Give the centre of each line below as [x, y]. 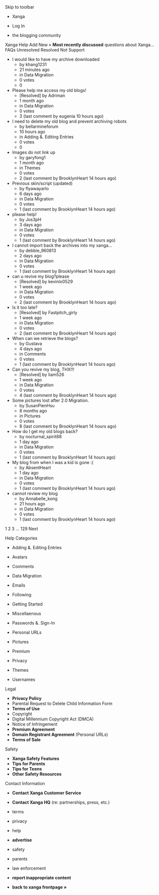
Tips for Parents [29, 764]
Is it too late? [25, 307]
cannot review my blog [35, 493]
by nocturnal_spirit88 [40, 437]
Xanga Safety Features [36, 759]
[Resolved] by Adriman [42, 95]
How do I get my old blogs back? [45, 431]
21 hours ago [32, 504]
